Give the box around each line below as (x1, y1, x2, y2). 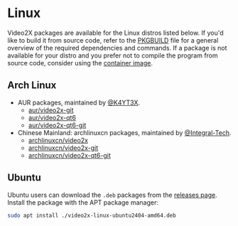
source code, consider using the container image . (7, 58, 153, 67)
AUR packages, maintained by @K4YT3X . (17, 98, 141, 107)
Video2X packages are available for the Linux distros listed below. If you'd (7, 28, 224, 37)
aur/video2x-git (28, 105, 74, 114)
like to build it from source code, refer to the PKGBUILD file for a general (7, 36, 219, 44)
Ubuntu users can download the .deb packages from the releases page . (7, 190, 218, 199)
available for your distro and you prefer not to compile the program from (7, 51, 218, 60)
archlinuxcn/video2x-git (28, 144, 98, 152)
